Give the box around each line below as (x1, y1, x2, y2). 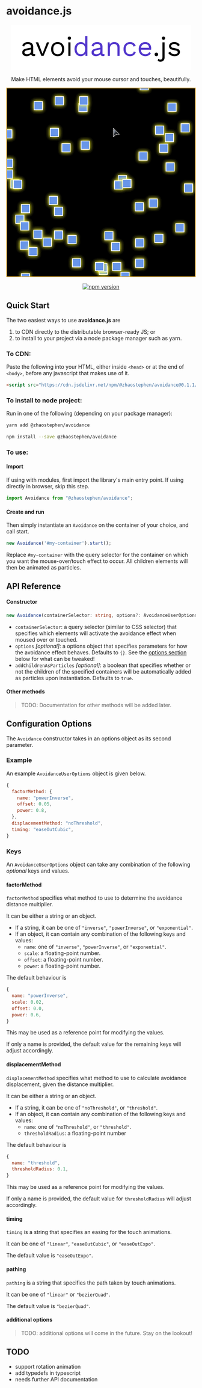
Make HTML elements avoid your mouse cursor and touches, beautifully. (11, 75, 191, 82)
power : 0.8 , (17, 808, 47, 814)
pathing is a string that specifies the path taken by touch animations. (6, 1279, 176, 1286)
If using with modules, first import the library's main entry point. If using (6, 476, 184, 484)
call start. (6, 528, 29, 535)
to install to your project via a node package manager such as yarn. (14, 334, 182, 342)
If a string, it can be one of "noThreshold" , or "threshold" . (14, 1104, 158, 1111)
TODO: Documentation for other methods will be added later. (20, 701, 172, 708)
